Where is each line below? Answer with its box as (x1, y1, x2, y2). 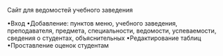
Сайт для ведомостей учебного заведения (7, 6, 133, 14)
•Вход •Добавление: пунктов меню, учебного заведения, (7, 19, 178, 27)
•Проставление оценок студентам (7, 41, 109, 49)
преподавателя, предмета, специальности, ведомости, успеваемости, (7, 27, 217, 35)
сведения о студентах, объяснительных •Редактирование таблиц (7, 34, 202, 42)
